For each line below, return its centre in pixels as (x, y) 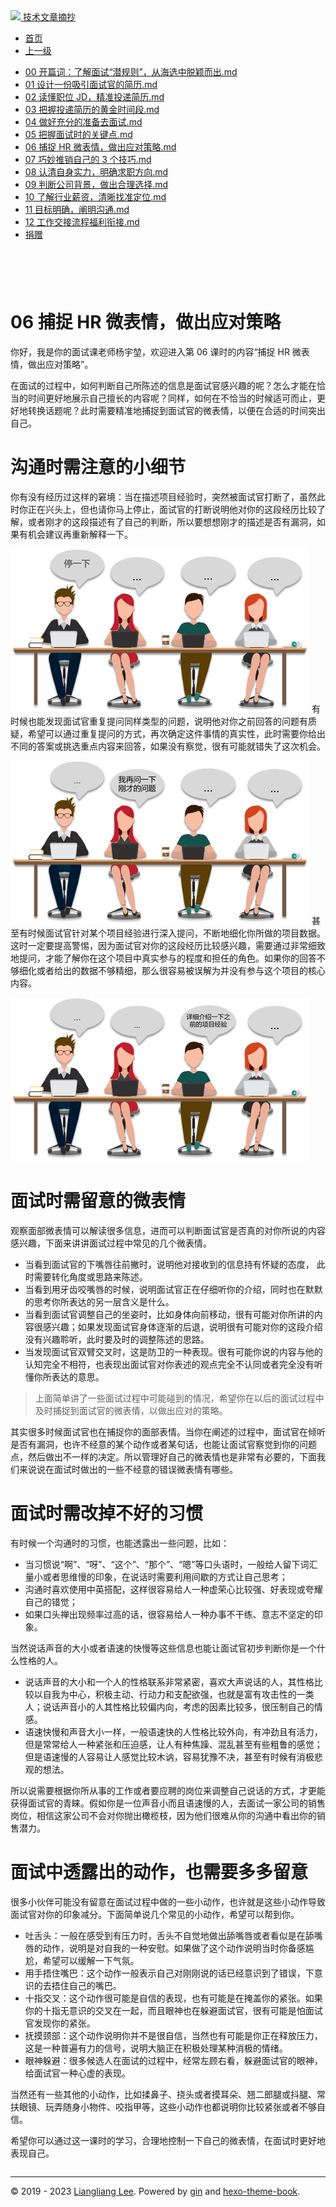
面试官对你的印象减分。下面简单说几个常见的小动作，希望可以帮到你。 (155, 1914)
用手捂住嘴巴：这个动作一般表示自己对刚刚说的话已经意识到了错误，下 (169, 1973)
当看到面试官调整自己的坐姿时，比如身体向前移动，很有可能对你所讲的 (169, 1314)
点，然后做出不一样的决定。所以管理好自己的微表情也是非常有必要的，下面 (163, 1456)
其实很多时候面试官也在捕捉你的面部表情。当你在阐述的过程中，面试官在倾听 (168, 1431)
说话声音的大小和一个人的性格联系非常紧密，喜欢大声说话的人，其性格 (169, 1681)
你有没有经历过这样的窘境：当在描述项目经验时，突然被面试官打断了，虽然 (163, 496)
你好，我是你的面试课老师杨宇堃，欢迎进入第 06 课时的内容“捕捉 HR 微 (156, 351)
